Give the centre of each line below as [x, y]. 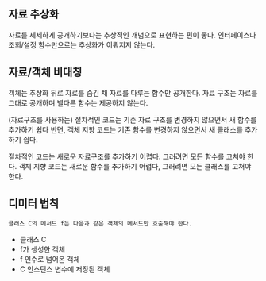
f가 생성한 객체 [42, 249]
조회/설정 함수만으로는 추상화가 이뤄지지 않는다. [82, 44]
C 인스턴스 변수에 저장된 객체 [65, 269]
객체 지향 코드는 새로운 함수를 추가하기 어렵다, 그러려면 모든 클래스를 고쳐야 [135, 166]
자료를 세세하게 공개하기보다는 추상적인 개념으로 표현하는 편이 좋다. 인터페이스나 [132, 35]
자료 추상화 [34, 14]
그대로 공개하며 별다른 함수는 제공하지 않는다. [78, 102]
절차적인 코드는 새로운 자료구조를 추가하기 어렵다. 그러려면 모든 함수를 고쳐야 [127, 156]
